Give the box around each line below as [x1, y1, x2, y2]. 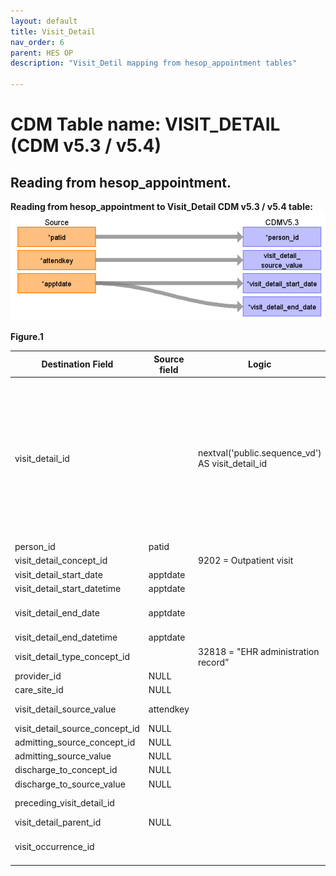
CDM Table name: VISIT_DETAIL [10, 113, 281, 136]
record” [197, 656, 230, 668]
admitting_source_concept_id [14, 736, 136, 748]
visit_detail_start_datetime [14, 582, 122, 594]
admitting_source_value [14, 750, 112, 762]
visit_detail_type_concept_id [14, 651, 131, 663]
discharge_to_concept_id [14, 764, 118, 776]
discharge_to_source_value [14, 778, 126, 790]
